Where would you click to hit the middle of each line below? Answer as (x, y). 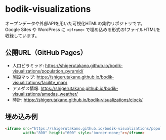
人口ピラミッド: (28, 66)
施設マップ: (24, 77)
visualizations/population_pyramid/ (48, 71)
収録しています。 (22, 35)
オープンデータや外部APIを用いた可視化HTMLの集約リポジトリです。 (75, 23)
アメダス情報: (26, 88)
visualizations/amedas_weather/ (45, 94)
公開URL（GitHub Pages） (46, 53)
